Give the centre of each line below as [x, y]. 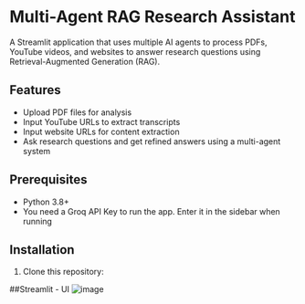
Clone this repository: [63, 272]
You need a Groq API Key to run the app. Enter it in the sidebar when [151, 211]
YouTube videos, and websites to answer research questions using [135, 51]
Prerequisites [48, 180]
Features [35, 90]
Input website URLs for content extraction [101, 131]
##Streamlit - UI [40, 289]
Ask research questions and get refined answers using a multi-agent [152, 141]
